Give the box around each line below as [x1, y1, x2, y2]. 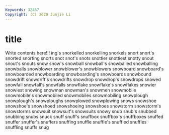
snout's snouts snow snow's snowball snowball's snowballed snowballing [5, 60, 158, 66]
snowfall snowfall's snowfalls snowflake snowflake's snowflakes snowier [5, 82, 156, 88]
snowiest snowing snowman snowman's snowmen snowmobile [5, 87, 137, 93]
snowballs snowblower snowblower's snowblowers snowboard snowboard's [5, 66, 164, 72]
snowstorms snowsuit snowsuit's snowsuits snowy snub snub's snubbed [5, 108, 157, 114]
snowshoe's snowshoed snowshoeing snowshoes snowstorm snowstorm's [5, 103, 161, 109]
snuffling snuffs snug [5, 124, 49, 130]
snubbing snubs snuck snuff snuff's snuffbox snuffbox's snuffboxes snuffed [5, 113, 163, 120]
